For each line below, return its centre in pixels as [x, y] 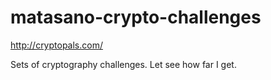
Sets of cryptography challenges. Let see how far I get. [123, 64]
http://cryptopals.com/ [56, 45]
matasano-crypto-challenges [136, 17]
